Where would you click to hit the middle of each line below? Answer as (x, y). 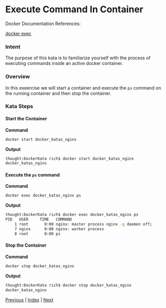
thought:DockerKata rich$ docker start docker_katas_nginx (70, 159)
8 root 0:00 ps (37, 234)
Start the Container (26, 119)
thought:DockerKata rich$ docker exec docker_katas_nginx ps (72, 215)
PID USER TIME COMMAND (39, 219)
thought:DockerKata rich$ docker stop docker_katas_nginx (68, 285)
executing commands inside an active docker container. (64, 63)
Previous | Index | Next (29, 300)
